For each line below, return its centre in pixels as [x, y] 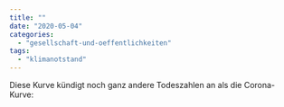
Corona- [260, 85]
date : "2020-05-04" [46, 26]
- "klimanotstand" [52, 59]
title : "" [28, 18]
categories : [32, 34]
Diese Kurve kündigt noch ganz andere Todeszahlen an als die [126, 85]
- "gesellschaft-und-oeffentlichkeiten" [95, 43]
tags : [19, 51]
